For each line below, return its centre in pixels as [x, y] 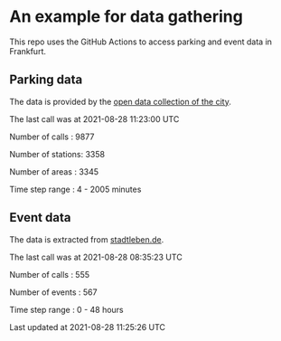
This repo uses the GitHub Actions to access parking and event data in [141, 42]
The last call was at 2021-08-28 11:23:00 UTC [94, 118]
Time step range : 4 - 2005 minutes [75, 189]
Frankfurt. [28, 51]
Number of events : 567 [53, 292]
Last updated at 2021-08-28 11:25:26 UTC [87, 327]
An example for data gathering [126, 17]
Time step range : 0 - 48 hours [66, 309]
